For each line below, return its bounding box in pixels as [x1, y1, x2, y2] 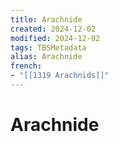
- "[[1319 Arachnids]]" [10, 71, 110, 81]
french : [10, 61, 43, 71]
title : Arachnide [10, 14, 83, 25]
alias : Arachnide [10, 52, 83, 62]
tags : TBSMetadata [10, 42, 87, 53]
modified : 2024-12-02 [10, 33, 101, 43]
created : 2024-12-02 [10, 24, 97, 34]
